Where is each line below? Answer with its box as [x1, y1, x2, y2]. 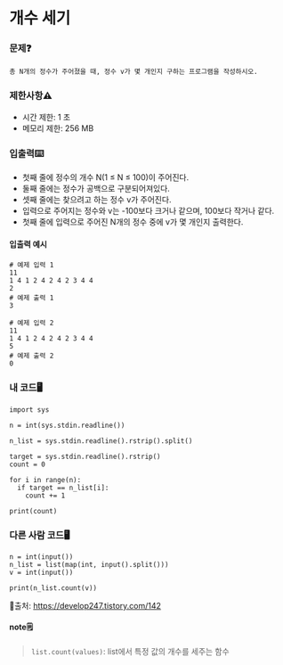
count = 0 [9, 460, 46, 469]
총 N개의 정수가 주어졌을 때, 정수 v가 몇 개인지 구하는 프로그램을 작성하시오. [9, 68, 258, 77]
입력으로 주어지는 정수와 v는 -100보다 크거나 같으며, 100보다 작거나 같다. [21, 206, 275, 217]
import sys [9, 405, 50, 415]
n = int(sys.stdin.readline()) [9, 421, 125, 430]
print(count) [9, 506, 58, 515]
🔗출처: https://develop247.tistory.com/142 [9, 600, 162, 611]
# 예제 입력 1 [9, 260, 54, 270]
